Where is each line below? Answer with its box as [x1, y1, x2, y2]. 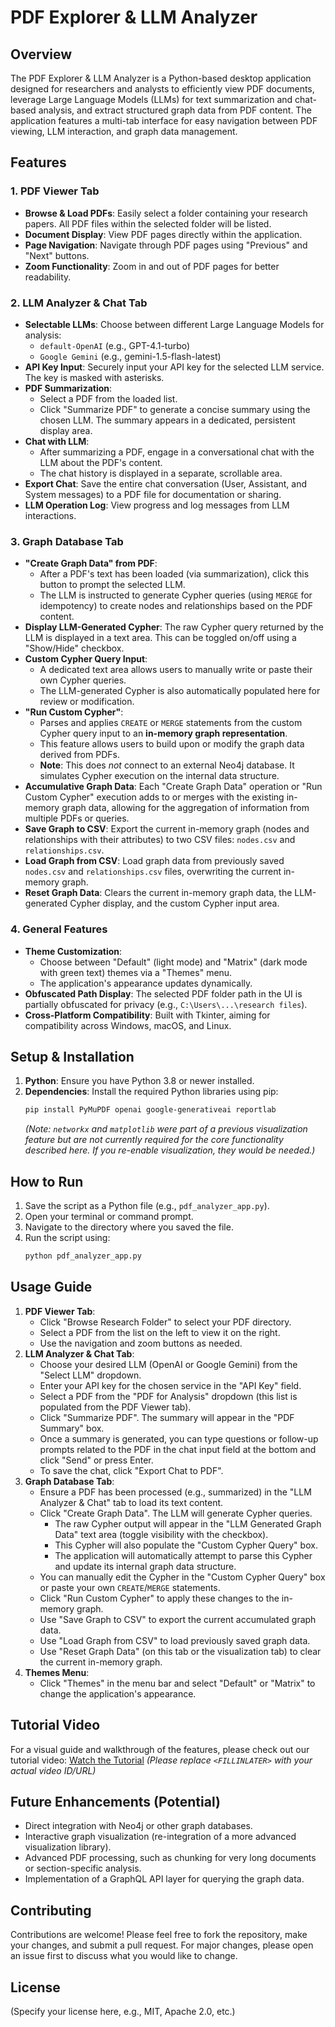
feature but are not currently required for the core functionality [24, 1134, 284, 1146]
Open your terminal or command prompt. [24, 1211, 194, 1223]
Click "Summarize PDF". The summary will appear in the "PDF [39, 1411, 295, 1423]
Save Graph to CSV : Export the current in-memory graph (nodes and [24, 823, 310, 835]
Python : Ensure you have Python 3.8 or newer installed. [24, 1075, 255, 1087]
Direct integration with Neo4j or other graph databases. [24, 1820, 253, 1832]
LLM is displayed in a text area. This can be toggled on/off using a [24, 632, 297, 644]
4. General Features [10, 922, 108, 936]
